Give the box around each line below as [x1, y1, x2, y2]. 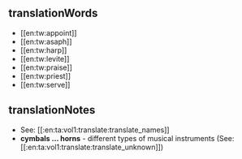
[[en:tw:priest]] [19, 71, 71, 80]
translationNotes [8, 103, 96, 117]
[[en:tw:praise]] [19, 62, 73, 72]
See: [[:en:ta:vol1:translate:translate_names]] [19, 125, 170, 135]
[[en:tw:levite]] [19, 54, 70, 63]
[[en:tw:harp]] [19, 45, 67, 55]
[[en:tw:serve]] [19, 79, 71, 89]
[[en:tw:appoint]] [19, 28, 77, 37]
